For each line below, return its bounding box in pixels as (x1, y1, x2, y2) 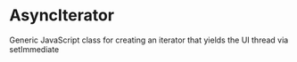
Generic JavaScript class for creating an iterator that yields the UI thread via (9, 35, 289, 45)
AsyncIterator (9, 5, 114, 26)
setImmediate (9, 43, 60, 54)
